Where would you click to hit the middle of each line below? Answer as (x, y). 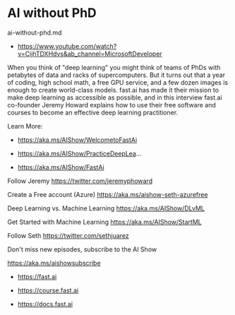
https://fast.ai (37, 276)
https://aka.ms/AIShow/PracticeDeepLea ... (79, 153)
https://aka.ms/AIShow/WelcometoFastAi (77, 140)
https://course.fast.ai (48, 290)
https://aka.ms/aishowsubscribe (54, 263)
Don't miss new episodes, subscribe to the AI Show (82, 249)
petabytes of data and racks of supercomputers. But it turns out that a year (116, 75)
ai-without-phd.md (35, 32)
